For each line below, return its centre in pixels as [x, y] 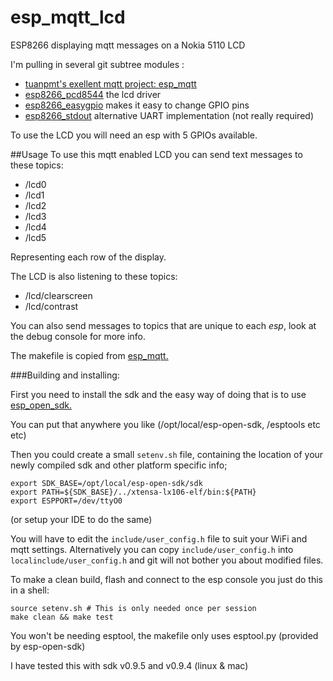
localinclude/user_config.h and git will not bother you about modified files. [167, 560]
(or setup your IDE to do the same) [81, 519]
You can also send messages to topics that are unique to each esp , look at [163, 325]
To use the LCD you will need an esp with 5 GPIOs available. [134, 135]
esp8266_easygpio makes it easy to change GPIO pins [137, 105]
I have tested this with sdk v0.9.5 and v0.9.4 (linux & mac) [129, 665]
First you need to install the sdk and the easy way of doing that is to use [158, 394]
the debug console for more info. [78, 336]
